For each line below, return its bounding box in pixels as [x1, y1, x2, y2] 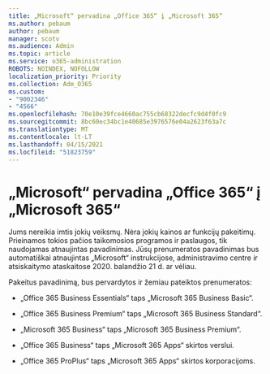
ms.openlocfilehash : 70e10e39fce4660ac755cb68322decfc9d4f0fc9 [8, 111, 227, 119]
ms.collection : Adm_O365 [8, 80, 92, 88]
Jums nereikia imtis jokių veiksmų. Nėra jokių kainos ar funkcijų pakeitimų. [8, 227, 256, 237]
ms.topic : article [8, 50, 71, 58]
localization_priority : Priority [8, 72, 122, 80]
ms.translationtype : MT [8, 125, 89, 133]
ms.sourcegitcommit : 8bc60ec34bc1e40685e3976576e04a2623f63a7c [8, 118, 227, 126]
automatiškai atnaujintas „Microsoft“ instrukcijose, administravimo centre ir [8, 253, 258, 263]
